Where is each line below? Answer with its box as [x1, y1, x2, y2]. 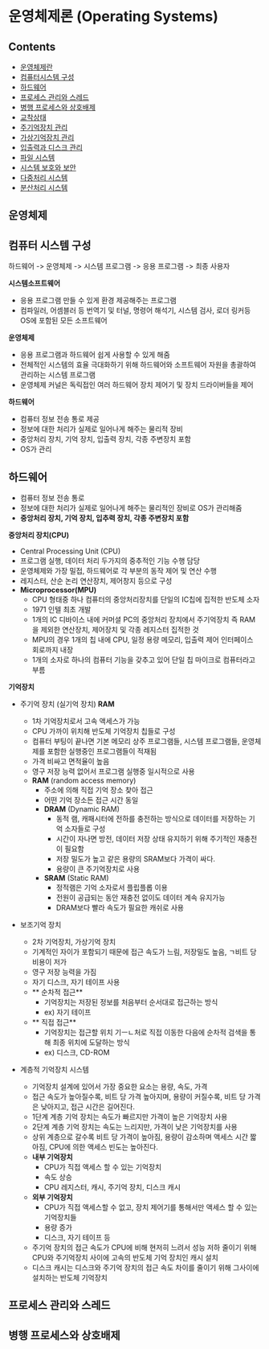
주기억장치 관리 [19, 122, 68, 132]
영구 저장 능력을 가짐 [31, 967, 97, 977]
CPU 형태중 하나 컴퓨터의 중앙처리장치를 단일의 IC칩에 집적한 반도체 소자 [31, 594, 260, 604]
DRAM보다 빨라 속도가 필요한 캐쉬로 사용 [55, 903, 185, 913]
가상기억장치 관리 [19, 133, 75, 142]
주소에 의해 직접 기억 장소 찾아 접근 [43, 785, 154, 795]
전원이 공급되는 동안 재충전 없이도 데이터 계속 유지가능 [55, 893, 226, 903]
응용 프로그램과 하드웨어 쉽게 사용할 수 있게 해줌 [19, 350, 170, 360]
